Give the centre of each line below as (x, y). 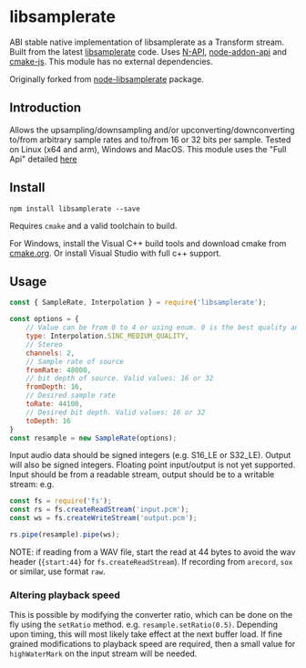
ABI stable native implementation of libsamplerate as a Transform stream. (147, 42)
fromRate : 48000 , (59, 370)
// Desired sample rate (71, 396)
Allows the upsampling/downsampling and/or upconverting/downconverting (152, 130)
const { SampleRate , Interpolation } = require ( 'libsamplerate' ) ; (138, 303)
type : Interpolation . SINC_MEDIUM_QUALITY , (107, 336)
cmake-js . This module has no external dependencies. (111, 61)
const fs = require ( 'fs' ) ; (61, 501)
